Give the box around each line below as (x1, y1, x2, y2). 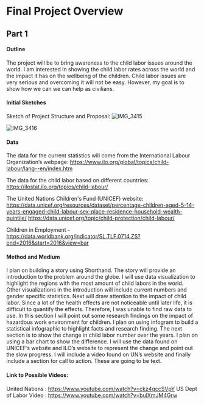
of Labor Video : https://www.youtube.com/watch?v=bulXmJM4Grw (6, 392, 178, 399)
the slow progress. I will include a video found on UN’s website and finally (6, 351, 191, 358)
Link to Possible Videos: (6, 371, 69, 379)
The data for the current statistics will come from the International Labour (6, 152, 191, 159)
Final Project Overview (6, 4, 124, 18)
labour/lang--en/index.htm (6, 165, 73, 172)
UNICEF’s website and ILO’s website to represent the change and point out (6, 345, 193, 352)
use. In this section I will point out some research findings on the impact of (6, 312, 194, 320)
